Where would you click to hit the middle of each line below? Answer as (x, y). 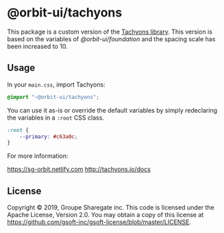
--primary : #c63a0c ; (49, 136)
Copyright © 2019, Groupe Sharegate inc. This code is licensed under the (111, 208)
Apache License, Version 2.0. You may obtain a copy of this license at (105, 215)
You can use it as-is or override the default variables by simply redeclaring (112, 110)
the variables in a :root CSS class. (56, 118)
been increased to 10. (38, 46)
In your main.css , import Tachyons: (56, 85)
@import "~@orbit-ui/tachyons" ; (53, 97)
